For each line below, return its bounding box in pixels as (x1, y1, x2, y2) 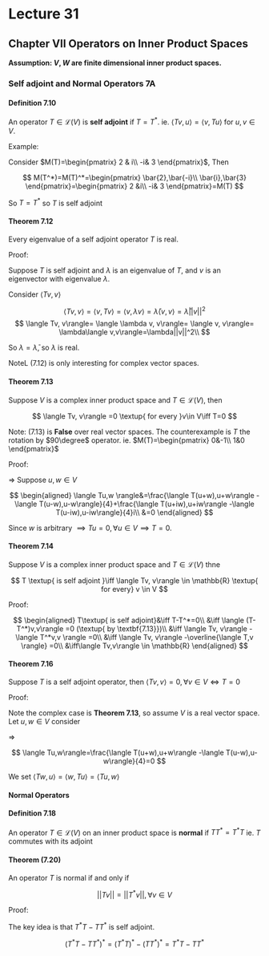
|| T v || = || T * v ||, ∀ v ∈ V (97, 888, 172, 899)
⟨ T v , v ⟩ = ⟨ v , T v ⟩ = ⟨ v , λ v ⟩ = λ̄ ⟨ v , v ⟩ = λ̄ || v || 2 (63, 305, 206, 316)
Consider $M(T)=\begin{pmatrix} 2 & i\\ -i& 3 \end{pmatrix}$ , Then (8, 157, 230, 167)
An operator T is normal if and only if (8, 873, 130, 882)
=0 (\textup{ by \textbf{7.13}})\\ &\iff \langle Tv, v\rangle (65, 623, 248, 634)
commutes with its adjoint (8, 836, 94, 846)
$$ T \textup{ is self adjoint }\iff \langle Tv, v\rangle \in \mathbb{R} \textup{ (10, 575, 259, 585)
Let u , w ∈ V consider (8, 716, 81, 726)
